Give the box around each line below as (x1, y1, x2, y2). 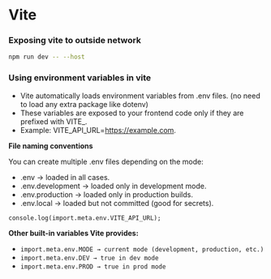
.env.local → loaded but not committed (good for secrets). (19, 198, 214, 208)
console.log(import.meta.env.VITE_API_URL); (8, 213, 161, 222)
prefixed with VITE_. (19, 116, 88, 127)
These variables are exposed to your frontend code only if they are (19, 108, 244, 118)
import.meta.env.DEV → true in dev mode (19, 254, 159, 262)
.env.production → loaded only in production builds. (19, 189, 193, 200)
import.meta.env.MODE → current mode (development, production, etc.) (19, 245, 265, 253)
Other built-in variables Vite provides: (8, 228, 140, 238)
